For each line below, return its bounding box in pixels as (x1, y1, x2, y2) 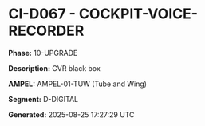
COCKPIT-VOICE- (78, 5, 198, 23)
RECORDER (8, 22, 85, 40)
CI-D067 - (8, 5, 76, 23)
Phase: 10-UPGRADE (8, 48, 78, 57)
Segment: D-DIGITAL (8, 94, 78, 104)
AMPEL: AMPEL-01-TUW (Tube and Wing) (8, 79, 148, 89)
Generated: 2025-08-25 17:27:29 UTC (8, 109, 135, 120)
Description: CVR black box (8, 63, 101, 73)
